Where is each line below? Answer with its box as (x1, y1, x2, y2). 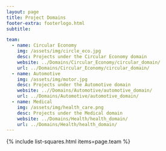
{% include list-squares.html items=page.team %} (6, 138, 131, 146)
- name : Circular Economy (11, 42, 77, 49)
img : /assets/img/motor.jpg (17, 76, 88, 82)
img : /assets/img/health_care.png (17, 104, 104, 110)
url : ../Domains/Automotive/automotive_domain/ (17, 93, 139, 99)
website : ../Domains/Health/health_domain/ (17, 116, 129, 122)
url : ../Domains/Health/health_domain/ (17, 121, 118, 127)
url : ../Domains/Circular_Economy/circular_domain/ (17, 65, 150, 71)
